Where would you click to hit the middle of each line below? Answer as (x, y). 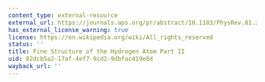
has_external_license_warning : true (68, 30)
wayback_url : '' (35, 66)
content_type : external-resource (63, 15)
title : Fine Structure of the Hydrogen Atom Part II (97, 52)
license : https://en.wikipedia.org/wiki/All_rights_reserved (111, 37)
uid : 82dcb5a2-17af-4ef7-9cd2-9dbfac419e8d (81, 59)
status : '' (26, 45)
